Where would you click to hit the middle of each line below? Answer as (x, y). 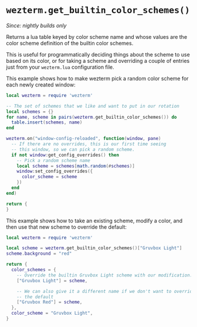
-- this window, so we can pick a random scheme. (73, 149)
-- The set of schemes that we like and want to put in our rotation (93, 106)
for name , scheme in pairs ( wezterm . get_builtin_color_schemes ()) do (91, 117)
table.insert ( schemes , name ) (47, 122)
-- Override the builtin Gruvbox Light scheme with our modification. (105, 275)
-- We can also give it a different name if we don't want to (94, 291)
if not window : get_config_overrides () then (65, 155)
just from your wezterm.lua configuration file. (60, 67)
